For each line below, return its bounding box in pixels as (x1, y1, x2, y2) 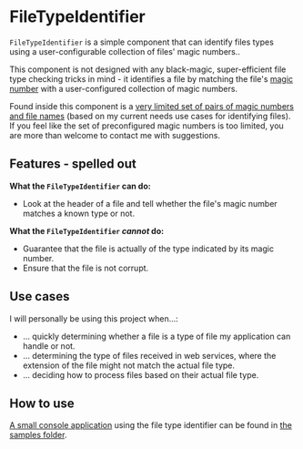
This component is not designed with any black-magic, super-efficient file (9, 64, 287, 75)
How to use (9, 395, 75, 411)
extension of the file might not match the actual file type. (22, 360, 235, 371)
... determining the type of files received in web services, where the (22, 350, 277, 361)
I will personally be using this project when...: (9, 312, 179, 324)
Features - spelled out (9, 157, 136, 172)
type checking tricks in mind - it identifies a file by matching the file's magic (9, 73, 294, 84)
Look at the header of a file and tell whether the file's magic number (22, 198, 278, 209)
